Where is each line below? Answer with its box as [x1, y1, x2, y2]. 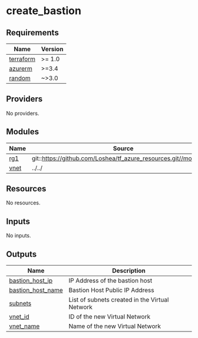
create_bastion [6, 4, 81, 18]
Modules [6, 127, 39, 137]
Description [111, 267, 146, 275]
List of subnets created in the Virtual [68, 296, 169, 304]
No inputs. [6, 232, 31, 239]
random [9, 74, 31, 82]
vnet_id [9, 313, 29, 321]
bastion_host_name [9, 286, 63, 294]
